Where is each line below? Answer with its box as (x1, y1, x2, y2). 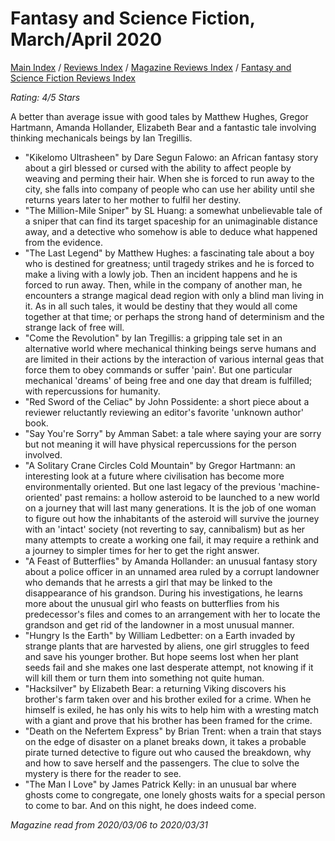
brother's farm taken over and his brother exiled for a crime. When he (24, 693, 312, 705)
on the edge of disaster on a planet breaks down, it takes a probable (24, 735, 307, 747)
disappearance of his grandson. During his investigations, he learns (24, 587, 303, 599)
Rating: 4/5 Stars (10, 91, 81, 103)
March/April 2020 (10, 28, 163, 51)
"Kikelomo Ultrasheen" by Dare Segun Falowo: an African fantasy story (24, 151, 319, 163)
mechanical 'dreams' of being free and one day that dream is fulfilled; (24, 374, 313, 386)
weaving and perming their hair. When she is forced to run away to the (24, 172, 315, 184)
